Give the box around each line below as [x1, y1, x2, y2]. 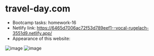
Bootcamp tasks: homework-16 [12, 19, 76, 25]
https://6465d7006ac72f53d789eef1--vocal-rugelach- [36, 24, 149, 30]
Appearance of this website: [12, 35, 71, 41]
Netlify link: [12, 24, 36, 30]
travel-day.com [5, 3, 71, 14]
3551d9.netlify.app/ [12, 30, 52, 36]
